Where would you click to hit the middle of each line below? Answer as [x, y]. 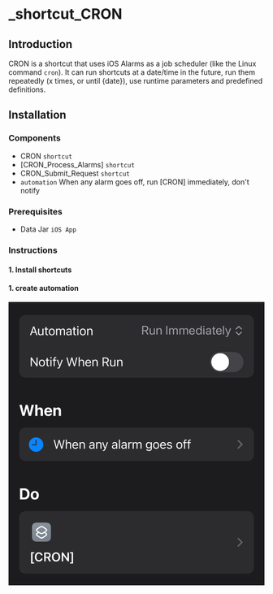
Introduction [41, 44]
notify [30, 190]
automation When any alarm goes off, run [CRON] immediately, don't [134, 182]
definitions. [27, 89]
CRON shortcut [46, 156]
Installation [37, 115]
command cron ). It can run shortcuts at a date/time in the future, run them [132, 72]
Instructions [33, 250]
